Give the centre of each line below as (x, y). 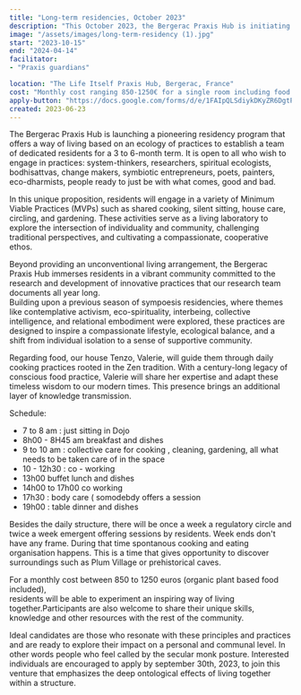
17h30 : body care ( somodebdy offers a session (112, 498)
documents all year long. (55, 293)
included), (28, 589)
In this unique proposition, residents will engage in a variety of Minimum (142, 199)
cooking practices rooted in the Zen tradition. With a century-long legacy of (149, 368)
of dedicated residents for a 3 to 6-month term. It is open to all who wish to (148, 153)
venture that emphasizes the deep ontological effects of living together (140, 673)
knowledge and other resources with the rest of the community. (127, 618)
